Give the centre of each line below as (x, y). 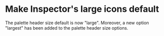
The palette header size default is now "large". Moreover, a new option (77, 23)
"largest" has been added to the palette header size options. (67, 28)
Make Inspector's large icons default (82, 9)
